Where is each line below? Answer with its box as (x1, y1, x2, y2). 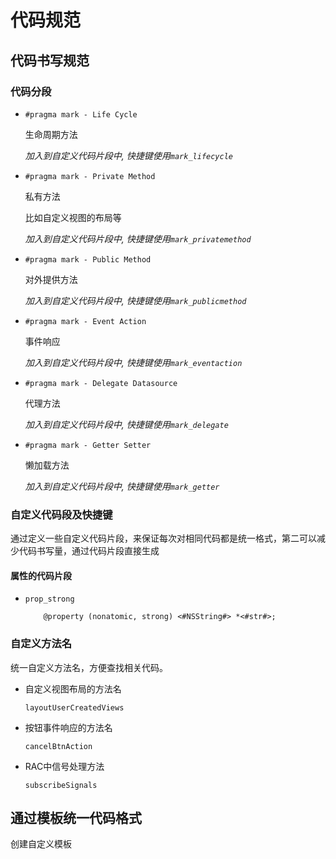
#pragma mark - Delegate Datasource (24, 378, 178, 388)
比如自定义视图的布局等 (24, 211, 122, 223)
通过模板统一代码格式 (10, 810, 142, 827)
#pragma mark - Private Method (24, 171, 156, 181)
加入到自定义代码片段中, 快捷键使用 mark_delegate (24, 418, 229, 430)
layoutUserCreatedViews (24, 702, 125, 713)
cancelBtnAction (24, 741, 93, 751)
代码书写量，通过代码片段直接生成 (18, 545, 160, 557)
